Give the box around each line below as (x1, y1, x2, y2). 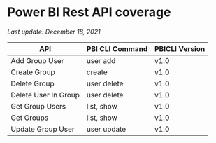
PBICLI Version (154, 43, 206, 53)
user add (86, 55, 116, 65)
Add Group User (10, 55, 64, 65)
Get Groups (10, 113, 49, 123)
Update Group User (10, 124, 75, 134)
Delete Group (10, 79, 55, 88)
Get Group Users (10, 101, 66, 111)
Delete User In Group (10, 90, 80, 100)
